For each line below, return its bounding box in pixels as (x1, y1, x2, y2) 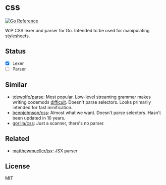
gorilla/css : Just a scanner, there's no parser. (12, 120, 105, 126)
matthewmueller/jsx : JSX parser (12, 148, 78, 154)
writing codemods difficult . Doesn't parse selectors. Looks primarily (12, 99, 151, 105)
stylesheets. (5, 33, 30, 39)
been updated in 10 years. (12, 115, 65, 121)
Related (5, 134, 30, 143)
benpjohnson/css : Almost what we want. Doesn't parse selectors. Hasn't (12, 110, 161, 116)
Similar (5, 81, 27, 89)
